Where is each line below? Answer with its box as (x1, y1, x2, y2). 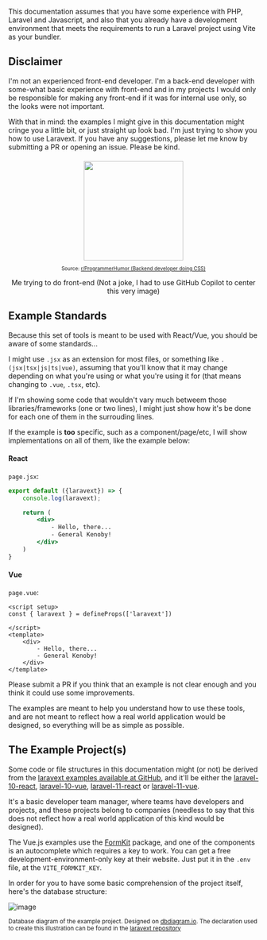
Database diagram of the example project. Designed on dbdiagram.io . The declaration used (8, 917, 258, 925)
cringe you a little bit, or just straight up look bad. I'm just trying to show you (8, 125, 257, 134)
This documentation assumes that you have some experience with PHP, (8, 7, 243, 16)
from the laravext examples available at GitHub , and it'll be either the (8, 772, 232, 782)
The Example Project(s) (8, 743, 127, 757)
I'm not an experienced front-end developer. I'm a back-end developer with (8, 75, 255, 86)
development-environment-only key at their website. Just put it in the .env (8, 854, 251, 864)
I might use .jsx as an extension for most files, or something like (8, 354, 219, 364)
